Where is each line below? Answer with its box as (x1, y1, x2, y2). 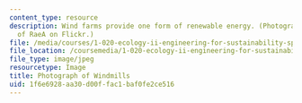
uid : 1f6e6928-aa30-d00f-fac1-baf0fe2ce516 (9, 80, 175, 89)
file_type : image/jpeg (9, 55, 94, 64)
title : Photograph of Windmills (9, 72, 130, 81)
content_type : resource (9, 13, 99, 22)
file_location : (9, 47, 67, 56)
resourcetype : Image (9, 64, 87, 73)
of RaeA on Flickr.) (17, 30, 94, 39)
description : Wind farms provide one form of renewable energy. (9, 21, 255, 30)
